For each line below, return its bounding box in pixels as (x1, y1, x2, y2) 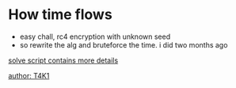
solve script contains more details (8, 55, 119, 65)
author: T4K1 (8, 71, 50, 80)
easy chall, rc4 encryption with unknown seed (19, 32, 171, 41)
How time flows (8, 6, 112, 24)
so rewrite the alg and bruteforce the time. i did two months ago (19, 40, 228, 49)
